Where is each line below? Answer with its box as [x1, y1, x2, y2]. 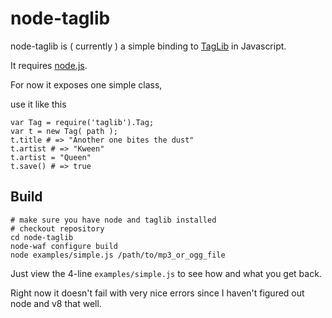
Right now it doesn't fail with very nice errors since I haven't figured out [10, 287, 305, 299]
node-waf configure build [10, 241, 118, 251]
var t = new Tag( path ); [10, 126, 118, 136]
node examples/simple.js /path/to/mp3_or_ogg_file [10, 250, 226, 260]
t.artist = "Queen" [10, 152, 92, 162]
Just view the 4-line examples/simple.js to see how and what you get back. [10, 267, 322, 279]
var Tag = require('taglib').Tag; [10, 117, 155, 127]
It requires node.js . [10, 59, 88, 71]
